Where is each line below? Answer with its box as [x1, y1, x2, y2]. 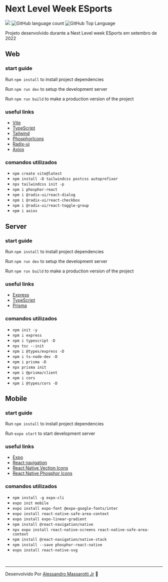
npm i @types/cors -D [12, 381, 57, 386]
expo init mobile [12, 500, 49, 506]
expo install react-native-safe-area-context [12, 511, 109, 516]
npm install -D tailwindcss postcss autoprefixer [12, 177, 118, 182]
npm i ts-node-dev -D [12, 354, 57, 359]
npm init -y [12, 327, 37, 333]
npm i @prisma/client [12, 370, 57, 375]
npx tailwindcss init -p [12, 182, 64, 187]
